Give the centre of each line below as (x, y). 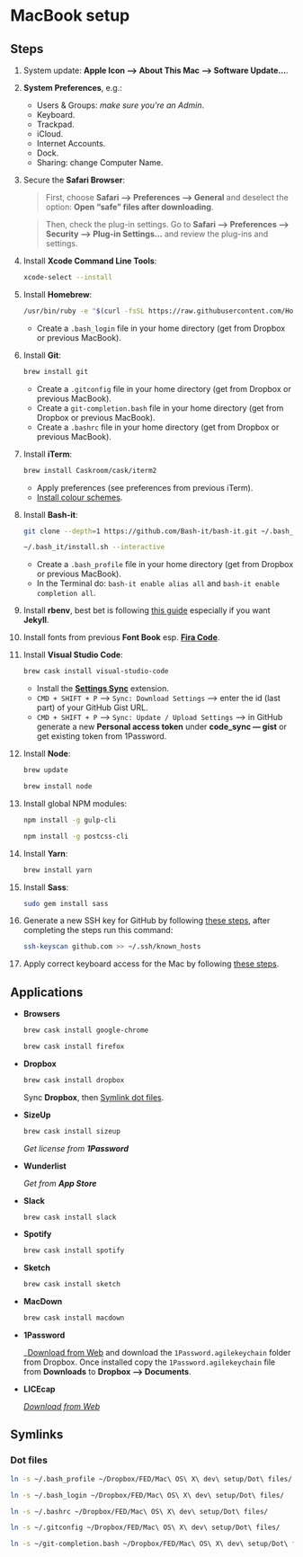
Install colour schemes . (80, 497)
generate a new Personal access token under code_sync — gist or (161, 727)
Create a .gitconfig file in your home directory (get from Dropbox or (164, 388)
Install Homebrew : (58, 294)
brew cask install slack (70, 1217)
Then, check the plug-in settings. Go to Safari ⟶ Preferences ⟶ (168, 224)
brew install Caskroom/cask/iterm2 (90, 470)
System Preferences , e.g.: (72, 88)
